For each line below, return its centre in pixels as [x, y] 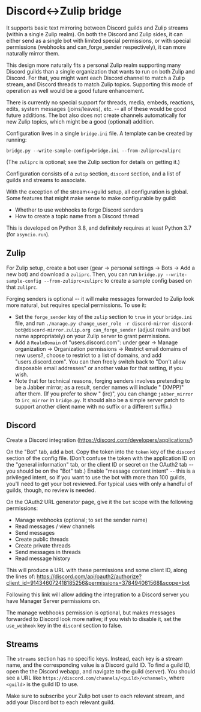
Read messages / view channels [55, 526]
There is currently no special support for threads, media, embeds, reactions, [100, 102]
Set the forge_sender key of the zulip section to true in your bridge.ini [103, 317]
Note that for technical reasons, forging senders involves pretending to [102, 380]
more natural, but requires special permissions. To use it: [76, 305]
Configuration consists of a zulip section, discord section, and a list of [94, 174]
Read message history [43, 558]
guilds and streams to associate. [46, 180]
